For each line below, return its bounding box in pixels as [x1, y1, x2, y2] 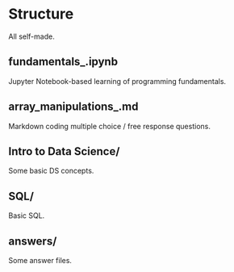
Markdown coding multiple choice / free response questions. [8, 121, 211, 131]
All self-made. [8, 31, 55, 41]
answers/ [8, 234, 57, 248]
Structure [8, 5, 74, 23]
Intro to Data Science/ [8, 144, 120, 158]
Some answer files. [8, 256, 73, 265]
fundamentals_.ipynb [8, 55, 119, 69]
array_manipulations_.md [8, 100, 139, 114]
